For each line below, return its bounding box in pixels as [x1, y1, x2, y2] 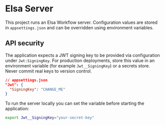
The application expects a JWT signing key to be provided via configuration [5, 52, 160, 58]
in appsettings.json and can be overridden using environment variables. [5, 24, 154, 30]
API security [5, 39, 44, 48]
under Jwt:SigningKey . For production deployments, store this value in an [5, 58, 155, 63]
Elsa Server [5, 3, 54, 14]
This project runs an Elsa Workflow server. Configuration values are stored [5, 19, 158, 25]
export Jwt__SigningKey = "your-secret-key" [5, 115, 94, 121]
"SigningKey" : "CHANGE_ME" [9, 87, 66, 92]
